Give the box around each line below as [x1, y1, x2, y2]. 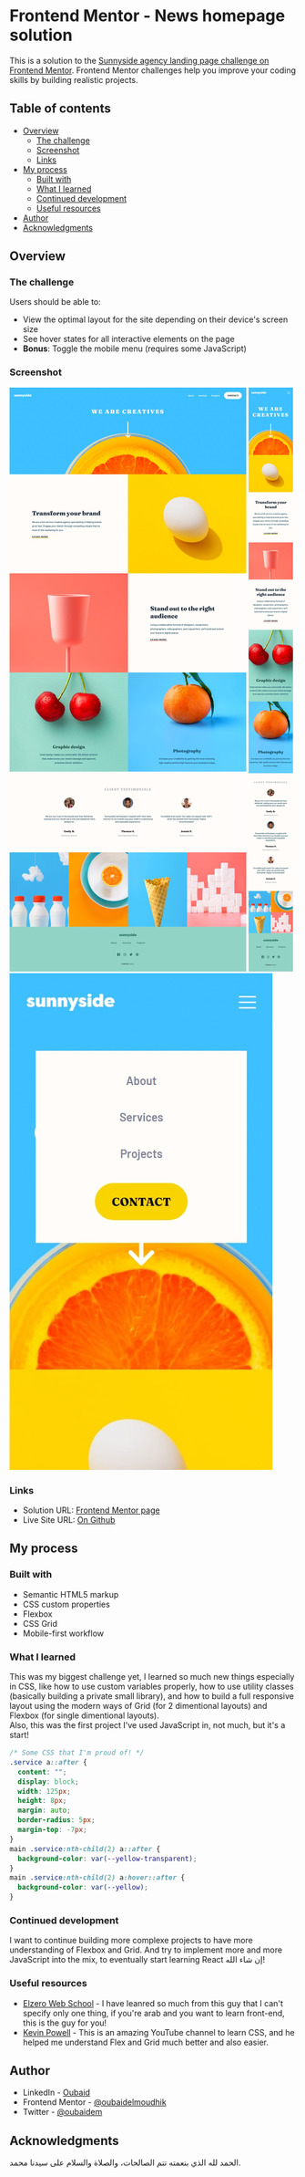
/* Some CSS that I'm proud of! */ [9, 1748, 145, 1757]
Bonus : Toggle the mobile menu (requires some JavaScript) [22, 343, 248, 354]
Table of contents [9, 101, 111, 117]
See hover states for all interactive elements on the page [22, 334, 235, 345]
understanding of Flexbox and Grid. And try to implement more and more [9, 1944, 283, 1955]
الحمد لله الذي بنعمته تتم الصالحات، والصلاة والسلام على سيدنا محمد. [9, 2157, 241, 2168]
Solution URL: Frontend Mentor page [22, 1505, 161, 1516]
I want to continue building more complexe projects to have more [9, 1935, 253, 1946]
